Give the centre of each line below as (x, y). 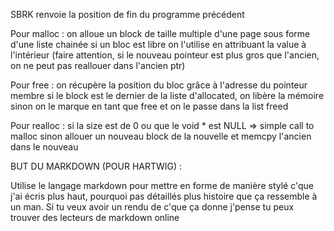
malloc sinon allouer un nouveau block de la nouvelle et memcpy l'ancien (161, 136)
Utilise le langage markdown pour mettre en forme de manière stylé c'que (162, 185)
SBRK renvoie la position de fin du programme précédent (127, 14)
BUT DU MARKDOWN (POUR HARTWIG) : (96, 166)
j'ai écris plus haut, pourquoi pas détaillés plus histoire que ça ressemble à (164, 196)
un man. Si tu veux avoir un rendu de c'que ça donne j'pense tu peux (152, 207)
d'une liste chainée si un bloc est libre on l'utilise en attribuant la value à (158, 44)
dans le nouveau (44, 147)
